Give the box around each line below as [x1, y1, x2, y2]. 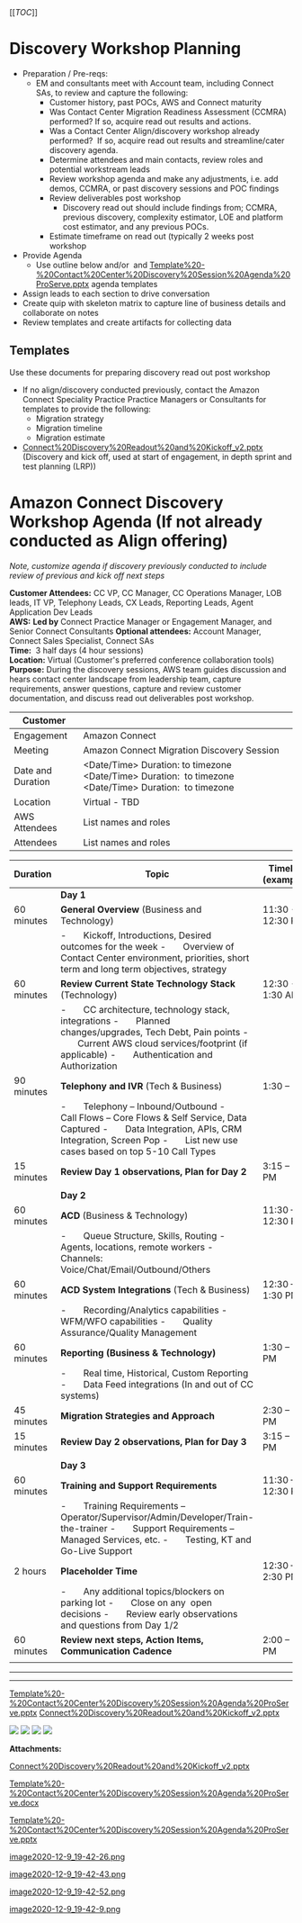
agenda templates [91, 278, 158, 289]
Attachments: [9, 1743, 62, 1754]
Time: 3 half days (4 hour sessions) [9, 645, 144, 655]
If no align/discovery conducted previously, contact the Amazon [22, 384, 261, 395]
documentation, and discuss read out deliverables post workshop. [9, 692, 254, 703]
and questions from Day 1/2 [60, 1619, 180, 1631]
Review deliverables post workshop [49, 192, 182, 203]
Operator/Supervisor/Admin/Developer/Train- [60, 1511, 254, 1523]
